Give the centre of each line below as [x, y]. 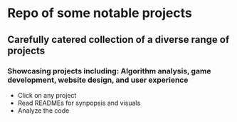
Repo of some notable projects [100, 13]
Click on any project [47, 95]
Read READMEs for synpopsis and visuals [79, 103]
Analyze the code [43, 110]
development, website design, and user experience [98, 80]
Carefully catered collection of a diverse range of [118, 40]
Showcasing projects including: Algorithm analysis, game [109, 71]
